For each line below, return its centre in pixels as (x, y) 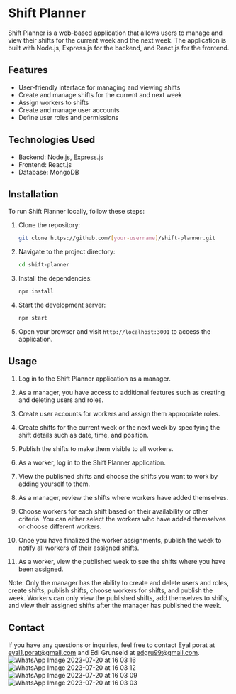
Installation (33, 194)
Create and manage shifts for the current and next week (100, 94)
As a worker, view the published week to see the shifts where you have (122, 561)
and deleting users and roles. (61, 400)
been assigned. (41, 569)
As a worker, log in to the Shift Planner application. (92, 462)
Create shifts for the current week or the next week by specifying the (119, 427)
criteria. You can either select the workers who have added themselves (122, 519)
